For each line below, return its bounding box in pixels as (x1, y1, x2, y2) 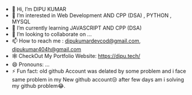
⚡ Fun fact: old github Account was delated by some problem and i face (11, 68, 186, 74)
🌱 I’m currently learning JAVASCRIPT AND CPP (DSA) (11, 24, 142, 31)
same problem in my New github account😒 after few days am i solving (11, 76, 184, 83)
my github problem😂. (11, 83, 66, 89)
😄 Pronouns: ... (11, 61, 50, 68)
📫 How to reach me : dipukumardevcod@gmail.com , (11, 37, 141, 44)
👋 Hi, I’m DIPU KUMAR (11, 6, 67, 12)
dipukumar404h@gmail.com (11, 46, 82, 53)
